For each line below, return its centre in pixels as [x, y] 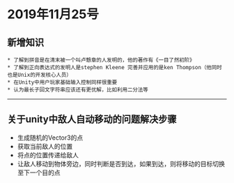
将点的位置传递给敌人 [48, 155]
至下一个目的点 [39, 173]
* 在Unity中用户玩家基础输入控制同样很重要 [62, 82]
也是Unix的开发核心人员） [39, 75]
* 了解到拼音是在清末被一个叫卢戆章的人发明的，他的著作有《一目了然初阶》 [101, 60]
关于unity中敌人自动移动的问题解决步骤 [92, 119]
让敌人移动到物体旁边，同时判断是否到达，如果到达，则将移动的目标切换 [121, 163]
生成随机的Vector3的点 [50, 138]
